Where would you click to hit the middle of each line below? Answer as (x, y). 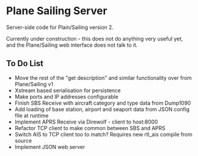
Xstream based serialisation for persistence (68, 90)
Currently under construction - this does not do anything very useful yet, (95, 38)
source (23, 141)
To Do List (25, 64)
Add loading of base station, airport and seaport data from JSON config (102, 109)
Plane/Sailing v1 (34, 84)
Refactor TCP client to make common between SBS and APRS (90, 128)
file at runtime (32, 115)
